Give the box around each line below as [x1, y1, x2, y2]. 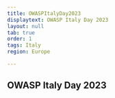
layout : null [7, 23, 44, 29]
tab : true [7, 29, 36, 36]
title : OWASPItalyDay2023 [7, 10, 81, 17]
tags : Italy [7, 42, 41, 49]
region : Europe [7, 49, 51, 56]
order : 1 [7, 36, 32, 42]
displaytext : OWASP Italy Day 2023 [7, 16, 109, 23]
